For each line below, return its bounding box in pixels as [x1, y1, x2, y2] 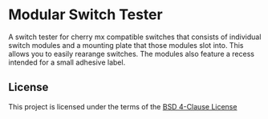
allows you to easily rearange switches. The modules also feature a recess [8, 49, 255, 58]
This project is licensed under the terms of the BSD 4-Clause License [8, 101, 238, 111]
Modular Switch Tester [8, 6, 163, 24]
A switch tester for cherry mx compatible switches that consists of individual [8, 32, 262, 42]
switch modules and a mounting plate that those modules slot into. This [8, 40, 244, 50]
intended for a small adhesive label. [8, 58, 126, 67]
